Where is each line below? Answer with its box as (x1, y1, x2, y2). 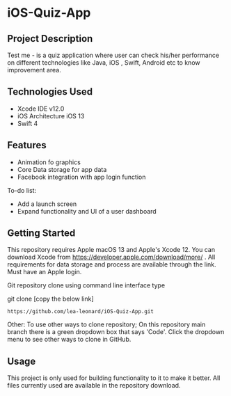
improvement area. (7, 66, 61, 74)
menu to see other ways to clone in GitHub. (7, 335, 132, 344)
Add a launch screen (17, 200, 77, 208)
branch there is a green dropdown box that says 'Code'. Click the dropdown (7, 328, 225, 336)
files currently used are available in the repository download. (7, 381, 181, 390)
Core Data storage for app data (17, 165, 107, 173)
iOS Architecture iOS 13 (17, 111, 85, 120)
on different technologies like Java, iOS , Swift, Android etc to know (7, 58, 200, 67)
